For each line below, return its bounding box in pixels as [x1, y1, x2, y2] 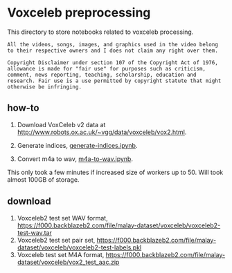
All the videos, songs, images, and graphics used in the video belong [7, 41, 218, 48]
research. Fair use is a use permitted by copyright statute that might [7, 77, 222, 84]
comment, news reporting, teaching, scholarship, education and [7, 71, 197, 78]
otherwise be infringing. [7, 83, 82, 91]
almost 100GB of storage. [7, 175, 80, 184]
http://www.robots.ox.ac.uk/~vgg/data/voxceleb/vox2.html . [17, 128, 187, 136]
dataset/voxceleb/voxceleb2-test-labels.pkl [17, 243, 142, 252]
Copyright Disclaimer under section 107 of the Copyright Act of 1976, [7, 59, 218, 66]
